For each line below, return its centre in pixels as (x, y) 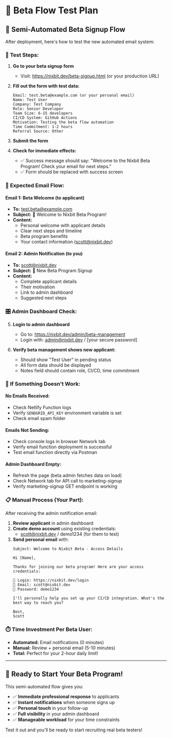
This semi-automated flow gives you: (44, 686)
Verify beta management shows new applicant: (64, 350)
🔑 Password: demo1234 (36, 589)
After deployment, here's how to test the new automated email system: (80, 42)
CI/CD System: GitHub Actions (45, 118)
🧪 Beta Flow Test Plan (52, 11)
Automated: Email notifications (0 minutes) (58, 643)
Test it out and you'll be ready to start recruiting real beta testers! (74, 730)
